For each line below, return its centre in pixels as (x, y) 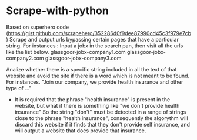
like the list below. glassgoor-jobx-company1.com (66, 52)
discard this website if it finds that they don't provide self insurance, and (102, 124)
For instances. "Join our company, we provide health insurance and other (95, 82)
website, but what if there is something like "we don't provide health (97, 105)
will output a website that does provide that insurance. (80, 131)
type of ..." (19, 88)
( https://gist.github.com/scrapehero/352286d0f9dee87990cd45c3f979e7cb (98, 33)
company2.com (25, 58)
